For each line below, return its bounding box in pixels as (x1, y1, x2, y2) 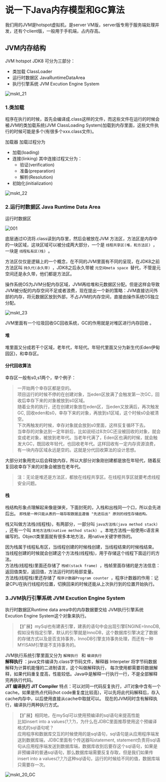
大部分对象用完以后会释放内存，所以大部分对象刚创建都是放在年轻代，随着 (5, 457, 157, 463)
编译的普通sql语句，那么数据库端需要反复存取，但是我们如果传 (26, 749, 154, 755)
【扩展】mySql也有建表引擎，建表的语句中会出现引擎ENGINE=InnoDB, (17, 623, 161, 629)
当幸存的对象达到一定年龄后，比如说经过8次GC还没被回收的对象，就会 (17, 428, 161, 434)
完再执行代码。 (5, 677, 36, 683)
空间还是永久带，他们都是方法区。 (5, 271, 75, 277)
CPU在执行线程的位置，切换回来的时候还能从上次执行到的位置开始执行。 (9, 581, 157, 587)
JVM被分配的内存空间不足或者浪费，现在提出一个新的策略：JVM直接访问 (5, 288, 154, 294)
